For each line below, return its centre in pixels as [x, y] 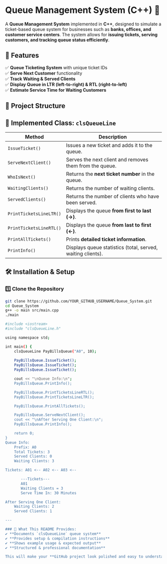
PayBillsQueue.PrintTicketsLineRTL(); [54, 392]
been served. [81, 202]
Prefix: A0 [25, 447]
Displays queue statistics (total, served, [112, 247]
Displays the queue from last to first [109, 225]
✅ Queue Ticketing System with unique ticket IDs [56, 67]
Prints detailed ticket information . [106, 239]
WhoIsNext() [22, 177]
